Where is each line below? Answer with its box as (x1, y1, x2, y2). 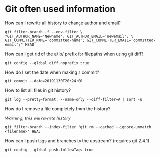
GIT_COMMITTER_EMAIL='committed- (86, 38, 156, 43)
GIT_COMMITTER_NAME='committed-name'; (5, 38, 85, 43)
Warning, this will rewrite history (5, 115, 71, 121)
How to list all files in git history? (5, 87, 71, 93)
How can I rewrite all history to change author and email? (5, 20, 121, 26)
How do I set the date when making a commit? (5, 69, 100, 75)
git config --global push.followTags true (5, 147, 94, 152)
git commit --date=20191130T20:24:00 (5, 78, 83, 83)
